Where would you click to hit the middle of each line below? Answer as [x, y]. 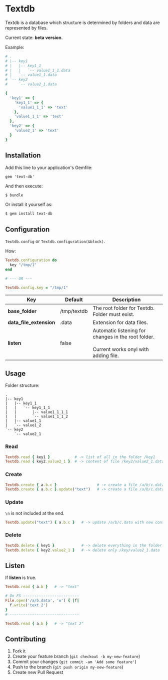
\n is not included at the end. [35, 513]
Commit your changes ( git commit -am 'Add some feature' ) [74, 662]
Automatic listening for [119, 330]
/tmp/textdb [74, 311]
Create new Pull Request [38, 672]
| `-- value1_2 [23, 425]
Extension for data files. [120, 322]
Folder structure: [22, 385]
